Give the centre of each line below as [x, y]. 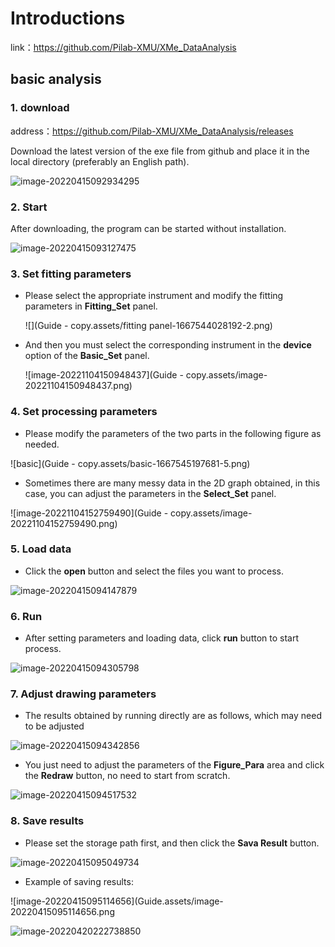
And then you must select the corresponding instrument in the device [168, 345]
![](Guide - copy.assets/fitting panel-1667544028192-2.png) [148, 326]
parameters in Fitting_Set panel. [91, 306]
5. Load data [41, 549]
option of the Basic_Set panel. [87, 356]
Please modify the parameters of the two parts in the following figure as [173, 433]
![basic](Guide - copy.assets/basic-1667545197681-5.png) [130, 463]
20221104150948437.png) [78, 386]
